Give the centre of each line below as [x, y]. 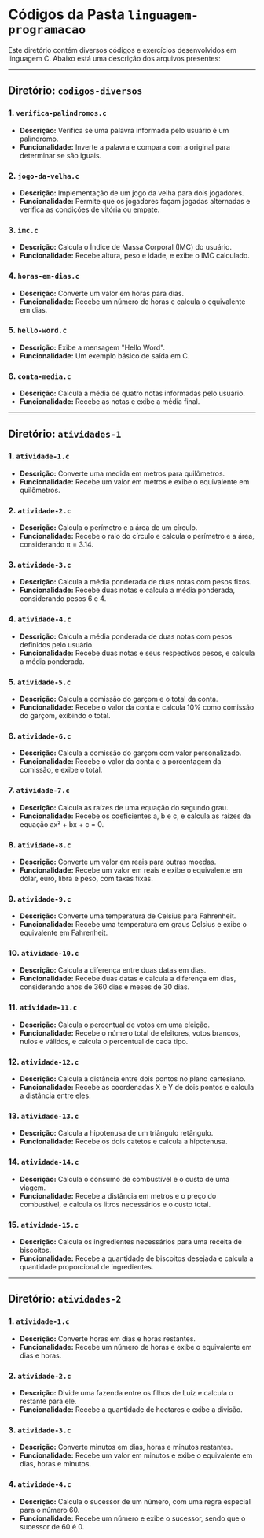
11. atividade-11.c [43, 1007]
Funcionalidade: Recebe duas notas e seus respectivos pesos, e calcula [137, 653]
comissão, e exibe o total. [61, 770]
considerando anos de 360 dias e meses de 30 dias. [104, 987]
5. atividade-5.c [40, 681]
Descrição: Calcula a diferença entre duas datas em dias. [113, 970]
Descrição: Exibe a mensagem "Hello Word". [92, 347]
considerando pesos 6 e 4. [63, 599]
